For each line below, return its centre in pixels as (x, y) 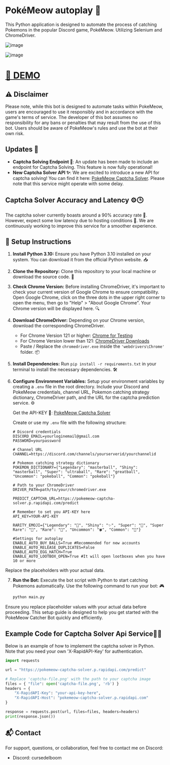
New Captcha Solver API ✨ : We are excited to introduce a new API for (86, 172)
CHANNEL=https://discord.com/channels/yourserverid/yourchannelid (84, 454)
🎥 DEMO (23, 75)
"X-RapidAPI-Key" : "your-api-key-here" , (58, 693)
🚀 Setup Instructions (38, 242)
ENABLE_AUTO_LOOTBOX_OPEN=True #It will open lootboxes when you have (89, 557)
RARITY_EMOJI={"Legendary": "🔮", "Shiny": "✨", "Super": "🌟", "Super (88, 526)
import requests (22, 661)
